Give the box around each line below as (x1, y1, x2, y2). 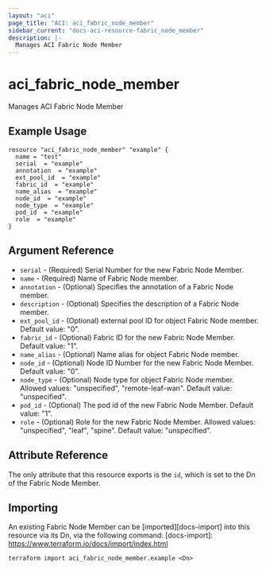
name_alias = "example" (15, 188, 98, 196)
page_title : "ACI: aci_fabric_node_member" (8, 19, 155, 27)
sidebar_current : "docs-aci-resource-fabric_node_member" (8, 26, 204, 34)
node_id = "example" (15, 194, 87, 203)
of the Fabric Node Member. (8, 478, 101, 487)
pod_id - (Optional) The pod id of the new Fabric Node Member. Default (19, 400, 254, 409)
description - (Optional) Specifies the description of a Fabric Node (19, 299, 240, 308)
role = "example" (15, 215, 77, 223)
